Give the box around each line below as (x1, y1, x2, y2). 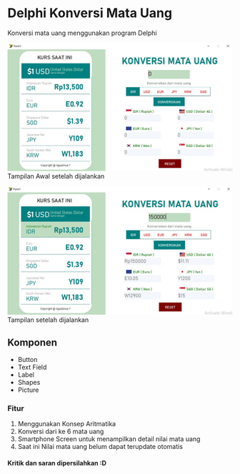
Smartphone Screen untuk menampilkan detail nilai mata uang (17, 435, 201, 443)
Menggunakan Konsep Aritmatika (17, 420, 116, 428)
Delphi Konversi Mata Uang (7, 5, 173, 21)
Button (17, 355, 38, 364)
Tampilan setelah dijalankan (7, 316, 89, 324)
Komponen (7, 336, 58, 348)
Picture (17, 385, 39, 394)
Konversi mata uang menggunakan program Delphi (7, 29, 157, 37)
